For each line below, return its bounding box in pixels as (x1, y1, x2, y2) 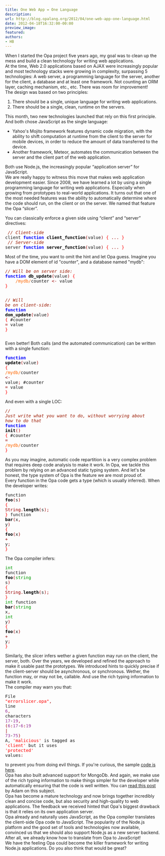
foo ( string (5, 575, 31, 580)
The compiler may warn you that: (5, 684, 72, 690)
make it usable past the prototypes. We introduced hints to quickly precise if (5, 663, 160, 669)
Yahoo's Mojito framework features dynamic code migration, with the (12, 128, 152, 134)
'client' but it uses (5, 743, 57, 748)
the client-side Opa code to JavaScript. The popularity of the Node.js (5, 819, 145, 825)
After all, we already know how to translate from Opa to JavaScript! (5, 834, 141, 840)
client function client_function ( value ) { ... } (5, 234, 124, 240)
